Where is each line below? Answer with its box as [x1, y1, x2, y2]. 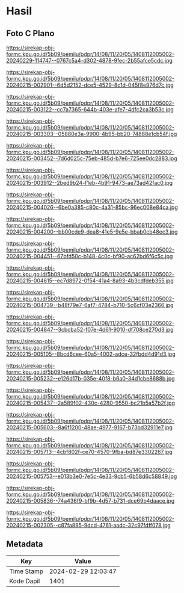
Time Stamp [9, 567, 44, 576]
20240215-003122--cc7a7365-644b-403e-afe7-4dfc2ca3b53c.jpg [6, 106, 174, 113]
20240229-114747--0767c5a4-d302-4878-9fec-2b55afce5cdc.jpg [6, 57, 173, 64]
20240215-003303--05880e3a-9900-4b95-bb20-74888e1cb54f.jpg [6, 131, 177, 137]
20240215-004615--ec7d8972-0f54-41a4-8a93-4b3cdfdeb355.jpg [6, 277, 174, 284]
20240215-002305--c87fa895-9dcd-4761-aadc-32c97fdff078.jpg [6, 522, 171, 529]
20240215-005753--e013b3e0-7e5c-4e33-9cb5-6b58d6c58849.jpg [6, 473, 177, 480]
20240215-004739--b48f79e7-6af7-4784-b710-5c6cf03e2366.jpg [6, 302, 174, 308]
